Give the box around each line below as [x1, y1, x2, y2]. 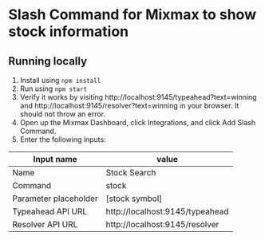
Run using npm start [19, 84, 88, 93]
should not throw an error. [19, 109, 106, 119]
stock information [8, 22, 129, 41]
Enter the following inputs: [19, 135, 106, 144]
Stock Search [105, 167, 156, 178]
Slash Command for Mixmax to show [8, 6, 257, 24]
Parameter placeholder [12, 193, 98, 204]
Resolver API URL [12, 219, 78, 230]
